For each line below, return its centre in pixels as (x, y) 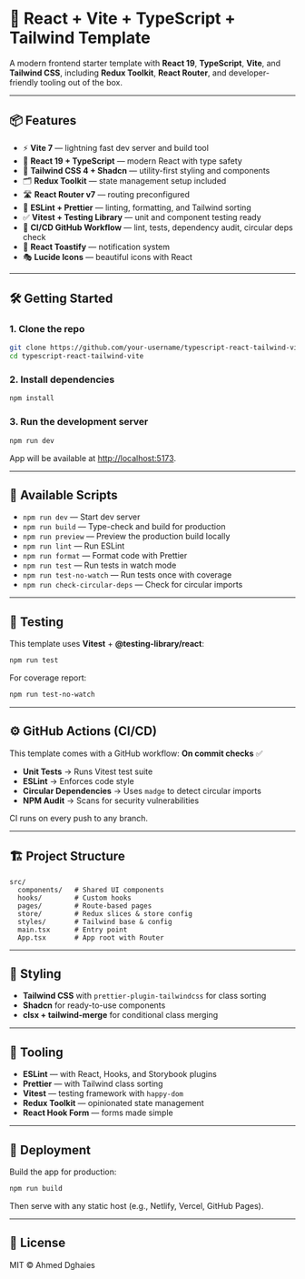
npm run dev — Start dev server (81, 517)
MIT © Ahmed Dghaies (52, 1264)
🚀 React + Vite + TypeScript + (123, 19)
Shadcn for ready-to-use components (94, 1005)
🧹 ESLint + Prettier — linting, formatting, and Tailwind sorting (137, 207)
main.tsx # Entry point (73, 930)
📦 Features (43, 121)
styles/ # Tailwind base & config (95, 921)
